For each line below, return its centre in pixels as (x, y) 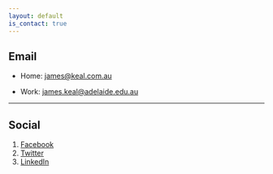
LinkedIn (35, 162)
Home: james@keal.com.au (66, 76)
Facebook (37, 145)
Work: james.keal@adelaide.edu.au (79, 92)
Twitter (32, 153)
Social (24, 125)
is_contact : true (38, 24)
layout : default (36, 16)
